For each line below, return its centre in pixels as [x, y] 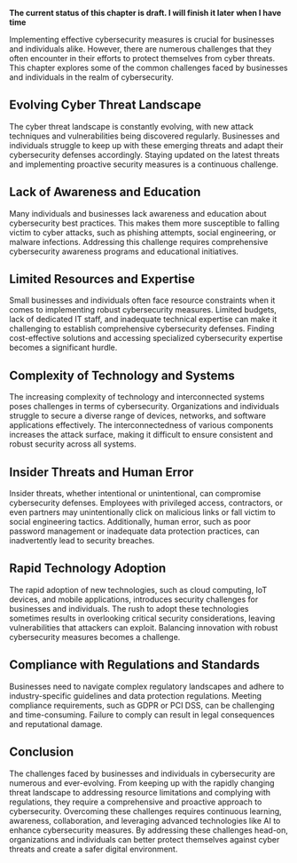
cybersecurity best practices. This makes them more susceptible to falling [145, 223]
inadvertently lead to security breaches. [82, 541]
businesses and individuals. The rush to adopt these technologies [129, 608]
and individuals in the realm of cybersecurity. [92, 77]
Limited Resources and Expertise [102, 279]
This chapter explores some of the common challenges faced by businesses [148, 67]
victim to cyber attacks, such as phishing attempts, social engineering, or [143, 232]
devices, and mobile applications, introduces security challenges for [134, 599]
